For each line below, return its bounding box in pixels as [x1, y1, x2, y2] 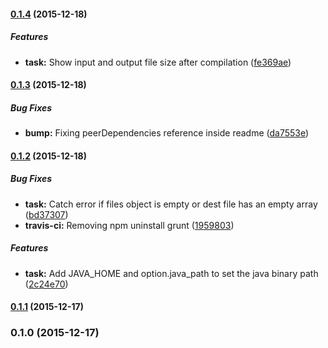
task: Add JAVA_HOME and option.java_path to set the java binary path [24, 267, 319, 279]
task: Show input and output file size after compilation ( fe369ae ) [24, 56, 292, 68]
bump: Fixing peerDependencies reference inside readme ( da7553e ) [24, 127, 310, 139]
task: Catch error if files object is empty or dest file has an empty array [24, 198, 318, 210]
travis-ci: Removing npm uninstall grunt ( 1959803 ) [24, 219, 235, 231]
